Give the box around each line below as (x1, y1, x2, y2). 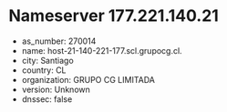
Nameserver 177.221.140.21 (8, 5, 220, 26)
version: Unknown (21, 84, 90, 95)
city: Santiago (21, 55, 74, 66)
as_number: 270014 (21, 36, 97, 46)
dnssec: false (21, 93, 73, 105)
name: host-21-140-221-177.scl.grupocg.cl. (21, 45, 183, 56)
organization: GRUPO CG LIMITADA (21, 74, 156, 85)
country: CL (21, 65, 67, 76)
